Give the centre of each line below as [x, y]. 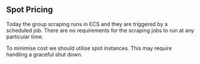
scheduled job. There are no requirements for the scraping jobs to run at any [100, 30]
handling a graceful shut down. [44, 54]
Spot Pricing [30, 10]
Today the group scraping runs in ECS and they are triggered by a [87, 24]
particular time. [25, 36]
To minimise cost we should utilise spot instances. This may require [89, 48]
